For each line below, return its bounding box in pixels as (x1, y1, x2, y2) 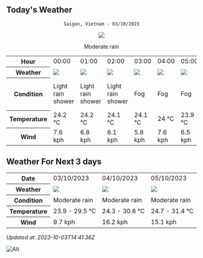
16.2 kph (101, 217, 128, 226)
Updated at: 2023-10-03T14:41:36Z (6, 234, 95, 241)
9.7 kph (53, 217, 76, 226)
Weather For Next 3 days (6, 156, 101, 167)
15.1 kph (150, 217, 177, 226)
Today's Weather (6, 5, 72, 15)
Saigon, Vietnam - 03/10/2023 (63, 21, 140, 27)
